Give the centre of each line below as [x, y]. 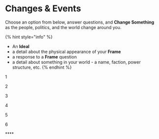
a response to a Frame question [44, 56]
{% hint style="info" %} [29, 37]
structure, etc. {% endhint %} [42, 67]
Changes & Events [43, 9]
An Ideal [21, 46]
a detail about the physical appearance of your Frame [66, 52]
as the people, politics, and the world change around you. [63, 27]
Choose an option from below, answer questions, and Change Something [80, 22]
